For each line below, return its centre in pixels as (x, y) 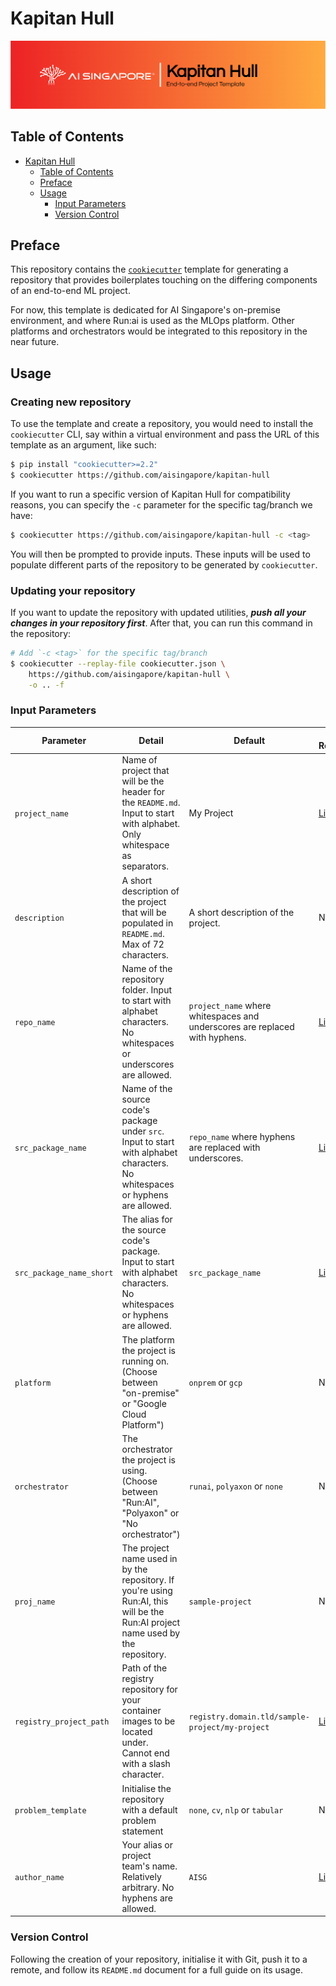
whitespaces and (224, 1016)
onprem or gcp (215, 1382)
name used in (149, 1559)
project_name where (230, 1006)
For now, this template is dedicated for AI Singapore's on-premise (145, 310)
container (141, 1711)
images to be (148, 1721)
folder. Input (147, 989)
